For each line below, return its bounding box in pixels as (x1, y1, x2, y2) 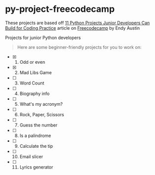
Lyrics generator (19, 164, 53, 170)
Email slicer (19, 153, 43, 159)
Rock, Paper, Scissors (19, 111, 64, 117)
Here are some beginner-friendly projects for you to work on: (17, 44, 142, 50)
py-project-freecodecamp (5, 3, 115, 15)
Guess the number (19, 122, 58, 128)
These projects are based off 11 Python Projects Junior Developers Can (5, 20, 150, 26)
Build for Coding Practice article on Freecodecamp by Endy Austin (5, 25, 140, 31)
